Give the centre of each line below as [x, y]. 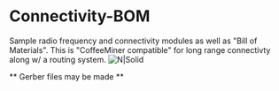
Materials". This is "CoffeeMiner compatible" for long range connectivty [140, 49]
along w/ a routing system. [58, 59]
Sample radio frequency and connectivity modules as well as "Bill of [133, 41]
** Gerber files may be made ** [66, 76]
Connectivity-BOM [80, 16]
